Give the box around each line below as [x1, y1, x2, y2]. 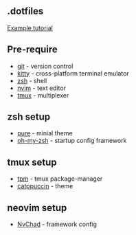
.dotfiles [7, 5, 44, 17]
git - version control [16, 62, 73, 70]
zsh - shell [16, 76, 47, 85]
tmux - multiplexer [16, 91, 69, 99]
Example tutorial [7, 23, 53, 32]
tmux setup [7, 156, 57, 168]
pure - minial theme [16, 129, 73, 137]
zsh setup [7, 111, 51, 123]
